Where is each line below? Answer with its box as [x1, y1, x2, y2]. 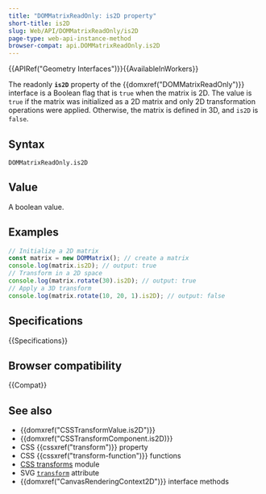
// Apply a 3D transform [8, 284, 92, 292]
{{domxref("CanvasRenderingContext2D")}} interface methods [19, 477, 230, 487]
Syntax [8, 137, 45, 151]
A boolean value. [8, 202, 64, 211]
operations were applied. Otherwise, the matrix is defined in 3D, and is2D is [8, 106, 259, 115]
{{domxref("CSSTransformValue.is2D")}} [19, 425, 156, 435]
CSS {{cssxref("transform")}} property [19, 442, 148, 452]
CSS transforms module [19, 459, 100, 469]
